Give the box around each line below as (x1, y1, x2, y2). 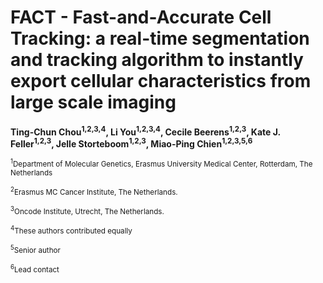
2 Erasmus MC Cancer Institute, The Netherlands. (10, 186, 178, 198)
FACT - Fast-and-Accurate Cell (10, 6, 272, 29)
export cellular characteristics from (10, 70, 312, 93)
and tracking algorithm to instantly (10, 49, 304, 71)
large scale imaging (10, 91, 177, 114)
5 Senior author (10, 243, 61, 255)
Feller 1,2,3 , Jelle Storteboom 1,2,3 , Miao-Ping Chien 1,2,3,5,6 (10, 136, 253, 150)
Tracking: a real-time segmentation (10, 27, 310, 50)
